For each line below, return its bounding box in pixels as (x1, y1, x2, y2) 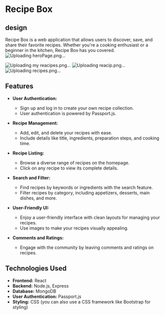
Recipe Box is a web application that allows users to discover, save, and (5, 36, 153, 42)
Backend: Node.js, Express (12, 282, 69, 288)
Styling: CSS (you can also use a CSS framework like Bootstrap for (12, 298, 151, 304)
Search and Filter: (12, 174, 50, 180)
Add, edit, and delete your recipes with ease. (19, 129, 112, 135)
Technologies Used (5, 264, 66, 273)
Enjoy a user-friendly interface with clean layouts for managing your (19, 214, 160, 220)
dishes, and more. (19, 195, 57, 201)
